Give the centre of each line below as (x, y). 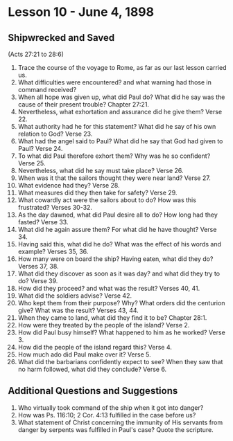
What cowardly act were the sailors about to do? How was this (107, 200)
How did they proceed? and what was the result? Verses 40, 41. (109, 288)
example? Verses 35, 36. (53, 251)
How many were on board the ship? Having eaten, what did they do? (115, 259)
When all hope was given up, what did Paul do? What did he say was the (121, 97)
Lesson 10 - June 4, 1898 (81, 12)
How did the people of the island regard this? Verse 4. (95, 347)
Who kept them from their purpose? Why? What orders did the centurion (121, 303)
